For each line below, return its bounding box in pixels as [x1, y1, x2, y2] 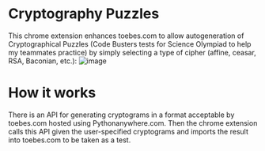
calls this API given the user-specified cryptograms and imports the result [8, 126, 249, 136]
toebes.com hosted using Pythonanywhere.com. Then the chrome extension [8, 118, 258, 127]
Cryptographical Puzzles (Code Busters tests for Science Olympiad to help [8, 39, 252, 48]
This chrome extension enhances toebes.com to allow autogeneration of [8, 31, 244, 40]
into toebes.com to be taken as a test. [8, 135, 131, 145]
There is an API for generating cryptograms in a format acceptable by [8, 110, 235, 119]
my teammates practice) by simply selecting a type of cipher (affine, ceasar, [8, 47, 257, 57]
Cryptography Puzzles [8, 5, 160, 23]
